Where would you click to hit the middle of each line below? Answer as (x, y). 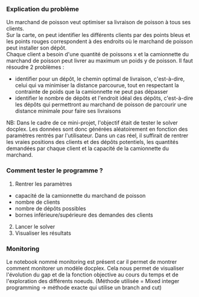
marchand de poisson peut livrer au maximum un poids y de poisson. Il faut (99, 61)
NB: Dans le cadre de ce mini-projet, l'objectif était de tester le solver (92, 123)
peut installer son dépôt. (36, 48)
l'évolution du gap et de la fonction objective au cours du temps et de (93, 275)
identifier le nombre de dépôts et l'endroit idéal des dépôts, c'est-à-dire (104, 98)
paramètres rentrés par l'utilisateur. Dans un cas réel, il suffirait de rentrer (97, 135)
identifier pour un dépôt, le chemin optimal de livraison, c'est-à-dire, (100, 79)
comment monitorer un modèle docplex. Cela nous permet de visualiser (95, 268)
